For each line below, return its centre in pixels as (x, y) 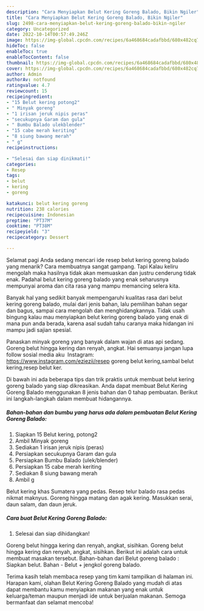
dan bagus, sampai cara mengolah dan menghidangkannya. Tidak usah (96, 310)
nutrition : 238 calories (38, 209)
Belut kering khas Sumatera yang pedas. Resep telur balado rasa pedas (96, 491)
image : (15, 40)
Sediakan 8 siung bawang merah (56, 473)
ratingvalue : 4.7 (28, 86)
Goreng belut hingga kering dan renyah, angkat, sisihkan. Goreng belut (95, 545)
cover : (15, 68)
